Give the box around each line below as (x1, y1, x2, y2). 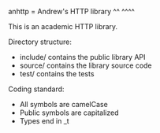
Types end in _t (19, 116, 69, 125)
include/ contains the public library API (19, 53, 146, 61)
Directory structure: (8, 37, 73, 46)
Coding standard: (8, 84, 65, 94)
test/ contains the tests (19, 69, 95, 78)
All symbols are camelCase (19, 100, 108, 109)
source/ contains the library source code (19, 61, 152, 70)
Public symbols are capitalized (19, 108, 120, 117)
